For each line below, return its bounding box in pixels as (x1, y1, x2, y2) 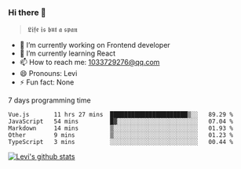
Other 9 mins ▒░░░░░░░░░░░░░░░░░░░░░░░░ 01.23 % (8, 131, 234, 139)
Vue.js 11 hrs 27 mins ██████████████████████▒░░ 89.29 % (8, 111, 234, 119)
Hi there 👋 (8, 7, 47, 18)
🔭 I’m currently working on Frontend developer (19, 41, 170, 50)
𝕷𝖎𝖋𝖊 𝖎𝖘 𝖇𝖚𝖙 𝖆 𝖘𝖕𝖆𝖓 (27, 25, 78, 34)
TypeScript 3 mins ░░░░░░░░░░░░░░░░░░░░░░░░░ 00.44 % (8, 138, 234, 146)
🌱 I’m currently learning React (19, 49, 116, 58)
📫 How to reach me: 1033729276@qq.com (19, 58, 160, 67)
